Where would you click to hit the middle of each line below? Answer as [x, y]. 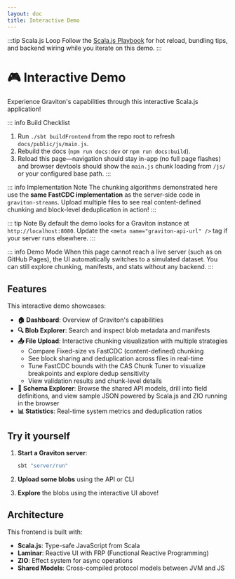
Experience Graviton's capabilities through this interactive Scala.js [103, 102]
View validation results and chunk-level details [95, 381]
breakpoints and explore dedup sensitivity [88, 374]
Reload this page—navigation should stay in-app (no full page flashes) [119, 159]
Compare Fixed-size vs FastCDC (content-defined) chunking [116, 351]
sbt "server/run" [43, 466]
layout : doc [25, 14]
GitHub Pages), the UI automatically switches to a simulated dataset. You [113, 259]
